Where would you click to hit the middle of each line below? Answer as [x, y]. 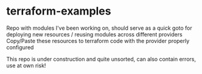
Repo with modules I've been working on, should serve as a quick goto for [99, 28]
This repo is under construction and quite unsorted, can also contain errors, [101, 59]
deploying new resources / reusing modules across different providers [94, 34]
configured [20, 47]
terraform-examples [59, 11]
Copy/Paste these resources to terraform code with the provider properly [98, 41]
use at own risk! [26, 66]
